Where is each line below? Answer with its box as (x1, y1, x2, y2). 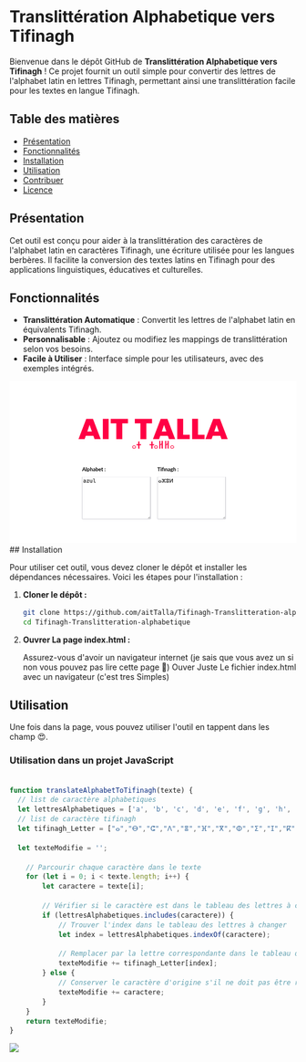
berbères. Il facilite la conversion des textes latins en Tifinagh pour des (9, 254, 276, 265)
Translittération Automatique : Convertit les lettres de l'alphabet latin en (22, 315, 296, 326)
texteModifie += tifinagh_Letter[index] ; (57, 959, 219, 968)
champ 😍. (9, 732, 48, 743)
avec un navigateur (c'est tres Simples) (22, 671, 170, 682)
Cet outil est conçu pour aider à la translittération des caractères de (9, 234, 263, 245)
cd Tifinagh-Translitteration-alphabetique (22, 618, 191, 627)
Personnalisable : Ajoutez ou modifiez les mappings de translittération (22, 334, 288, 345)
